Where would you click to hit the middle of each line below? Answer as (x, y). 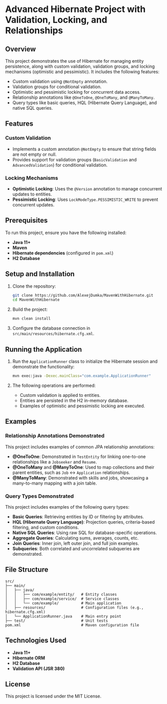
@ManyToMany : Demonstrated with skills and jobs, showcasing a (80, 478)
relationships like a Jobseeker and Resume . (55, 461)
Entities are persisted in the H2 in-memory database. (74, 400)
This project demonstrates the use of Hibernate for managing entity (75, 61)
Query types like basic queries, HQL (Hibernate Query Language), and (84, 103)
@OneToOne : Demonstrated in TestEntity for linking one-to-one (79, 456)
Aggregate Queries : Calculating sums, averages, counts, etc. (75, 538)
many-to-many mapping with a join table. (55, 483)
